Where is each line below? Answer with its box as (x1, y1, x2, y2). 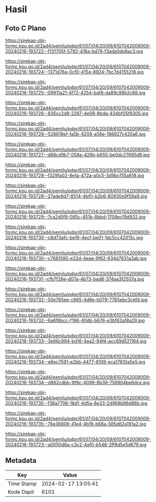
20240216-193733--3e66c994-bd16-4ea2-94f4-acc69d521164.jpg (5, 338, 147, 344)
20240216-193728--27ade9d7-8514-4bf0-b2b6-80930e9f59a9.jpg (5, 193, 147, 199)
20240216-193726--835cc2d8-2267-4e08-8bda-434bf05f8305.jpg (5, 111, 149, 116)
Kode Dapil (8, 488, 34, 495)
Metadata (5, 456, 37, 465)
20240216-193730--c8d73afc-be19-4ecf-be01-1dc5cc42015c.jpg (5, 234, 143, 241)
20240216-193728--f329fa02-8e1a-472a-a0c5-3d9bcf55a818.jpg (5, 172, 144, 178)
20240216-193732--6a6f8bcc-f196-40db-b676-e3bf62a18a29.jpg (5, 318, 145, 323)
